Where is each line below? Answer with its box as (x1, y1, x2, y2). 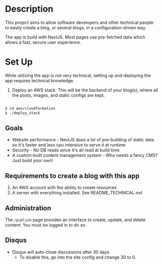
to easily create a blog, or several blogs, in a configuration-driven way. (5, 24, 147, 30)
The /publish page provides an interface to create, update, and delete (5, 217, 146, 223)
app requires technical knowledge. (5, 77, 74, 83)
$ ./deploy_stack (5, 111, 40, 115)
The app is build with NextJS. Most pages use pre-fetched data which (5, 34, 145, 40)
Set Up (5, 57, 33, 68)
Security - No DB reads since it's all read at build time (12, 147, 120, 153)
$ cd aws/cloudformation (5, 106, 55, 111)
